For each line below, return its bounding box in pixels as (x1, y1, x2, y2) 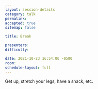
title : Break (5, 34, 32, 39)
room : (5, 60, 16, 66)
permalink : (5, 16, 27, 21)
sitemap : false (5, 25, 36, 30)
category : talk (5, 12, 36, 17)
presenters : (5, 43, 29, 48)
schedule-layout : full (5, 65, 51, 70)
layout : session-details (5, 7, 55, 12)
